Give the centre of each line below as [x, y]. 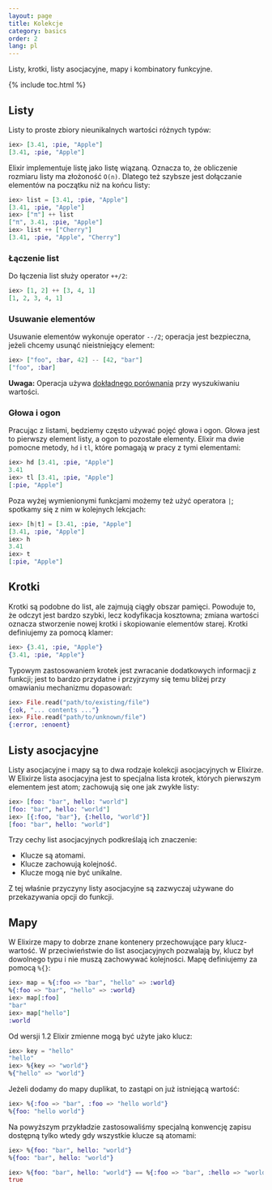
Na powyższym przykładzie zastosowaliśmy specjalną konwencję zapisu [130, 1127]
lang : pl [23, 46]
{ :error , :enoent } [39, 725]
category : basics [38, 31]
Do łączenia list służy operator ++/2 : [68, 276]
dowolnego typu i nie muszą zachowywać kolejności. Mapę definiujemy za [133, 959]
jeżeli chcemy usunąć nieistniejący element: [82, 345]
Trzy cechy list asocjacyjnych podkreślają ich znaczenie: [103, 840]
